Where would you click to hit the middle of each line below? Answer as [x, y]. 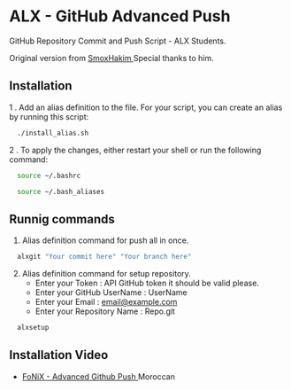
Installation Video [59, 355]
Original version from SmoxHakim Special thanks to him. [111, 58]
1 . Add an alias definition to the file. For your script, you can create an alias [146, 107]
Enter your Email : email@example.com [106, 302]
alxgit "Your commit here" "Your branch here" [104, 257]
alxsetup [33, 328]
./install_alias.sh [53, 133]
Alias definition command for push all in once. [105, 240]
